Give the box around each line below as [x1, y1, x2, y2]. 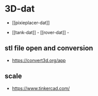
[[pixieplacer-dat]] [11, 20, 50, 26]
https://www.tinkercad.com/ [11, 85, 70, 91]
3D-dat [4, 3, 35, 15]
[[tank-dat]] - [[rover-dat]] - [11, 29, 69, 35]
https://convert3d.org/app [11, 57, 66, 63]
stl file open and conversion [4, 44, 93, 53]
